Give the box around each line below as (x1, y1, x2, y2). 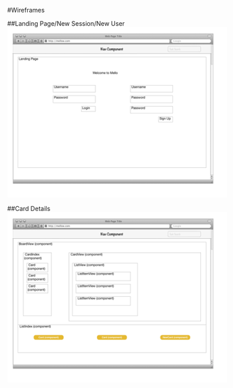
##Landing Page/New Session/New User (7, 20, 126, 27)
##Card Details (7, 204, 51, 212)
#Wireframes (7, 6, 45, 14)
